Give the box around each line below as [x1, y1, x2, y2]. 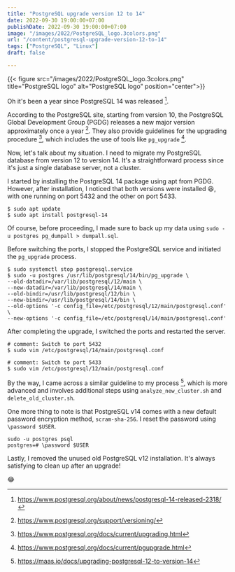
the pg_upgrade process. [7, 252, 77, 260]
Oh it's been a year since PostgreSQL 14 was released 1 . [7, 95, 169, 105]
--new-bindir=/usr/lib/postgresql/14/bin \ [7, 296, 136, 303]
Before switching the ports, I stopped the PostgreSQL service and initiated [7, 244, 222, 253]
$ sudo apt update [7, 205, 61, 212]
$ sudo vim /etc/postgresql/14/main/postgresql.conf [7, 347, 164, 354]
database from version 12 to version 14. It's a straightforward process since [7, 155, 224, 165]
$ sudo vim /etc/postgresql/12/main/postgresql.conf [7, 365, 164, 372]
